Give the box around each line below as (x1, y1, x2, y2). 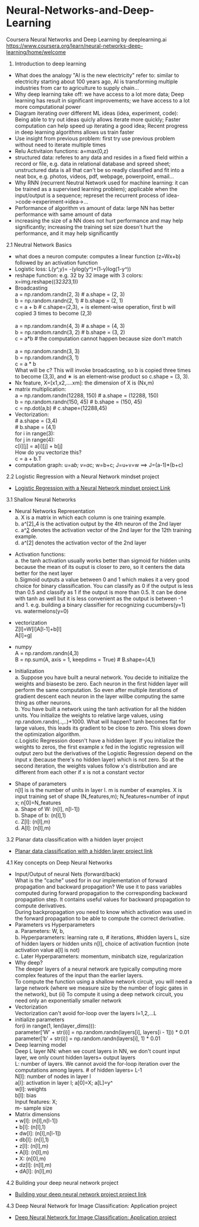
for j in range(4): (14, 436, 55, 443)
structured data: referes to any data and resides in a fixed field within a (14, 154, 188, 161)
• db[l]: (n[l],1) (14, 1136, 49, 1143)
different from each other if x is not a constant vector (14, 768, 145, 775)
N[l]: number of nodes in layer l (14, 1072, 91, 1080)
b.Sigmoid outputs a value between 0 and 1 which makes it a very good (14, 575, 189, 583)
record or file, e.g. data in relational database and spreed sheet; (14, 160, 171, 167)
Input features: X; (14, 1098, 58, 1105)
